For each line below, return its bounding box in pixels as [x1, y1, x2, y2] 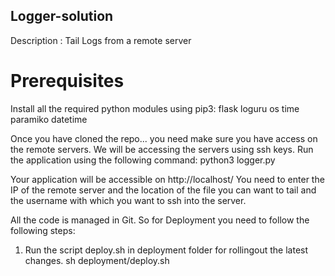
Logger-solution [10, 8, 114, 25]
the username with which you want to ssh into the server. [10, 194, 247, 206]
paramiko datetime [10, 113, 88, 125]
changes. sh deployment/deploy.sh [24, 254, 170, 266]
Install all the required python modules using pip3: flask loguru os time [10, 102, 300, 114]
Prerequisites [10, 70, 125, 92]
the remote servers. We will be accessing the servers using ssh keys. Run [10, 143, 314, 155]
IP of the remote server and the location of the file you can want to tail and [10, 184, 317, 196]
